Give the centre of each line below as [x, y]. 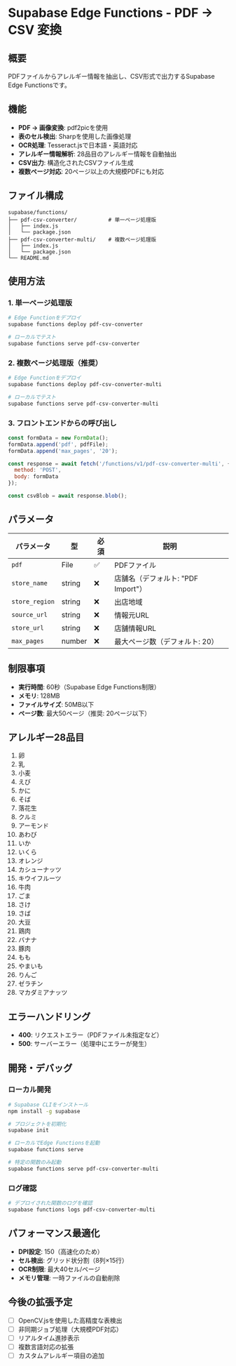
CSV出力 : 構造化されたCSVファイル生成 [76, 162]
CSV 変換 [35, 30]
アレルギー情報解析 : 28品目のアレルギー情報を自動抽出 [97, 154]
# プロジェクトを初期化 [37, 1124]
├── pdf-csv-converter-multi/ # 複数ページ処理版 [82, 239]
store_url [28, 628]
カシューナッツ [40, 870]
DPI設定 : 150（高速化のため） [61, 1252]
